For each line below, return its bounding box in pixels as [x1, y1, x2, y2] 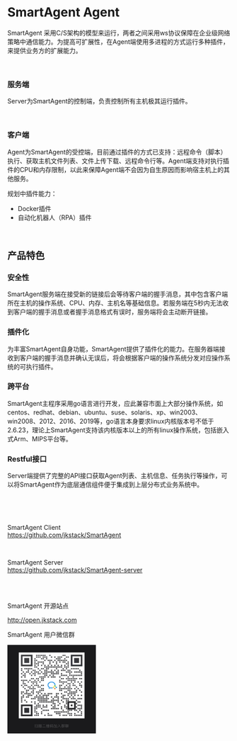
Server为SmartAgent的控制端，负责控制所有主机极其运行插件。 [7, 97, 192, 106]
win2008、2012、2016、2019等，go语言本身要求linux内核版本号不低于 [7, 417, 214, 425]
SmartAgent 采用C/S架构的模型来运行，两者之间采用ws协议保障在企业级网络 [7, 28, 231, 37]
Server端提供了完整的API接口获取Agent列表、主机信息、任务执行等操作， [7, 472, 221, 480]
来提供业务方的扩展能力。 [7, 46, 82, 55]
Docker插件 [17, 204, 52, 213]
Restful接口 [7, 454, 47, 464]
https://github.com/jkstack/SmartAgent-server [7, 566, 143, 575]
